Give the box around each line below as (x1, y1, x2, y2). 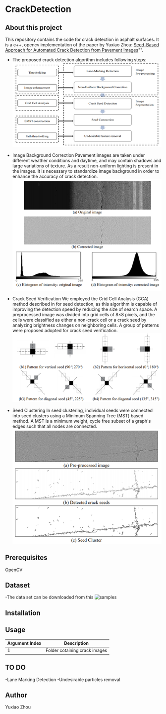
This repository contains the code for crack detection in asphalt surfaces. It (5, 36, 160, 42)
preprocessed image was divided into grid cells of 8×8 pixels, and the (12, 312, 155, 318)
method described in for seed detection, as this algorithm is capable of (12, 301, 158, 307)
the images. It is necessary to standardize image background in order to (12, 168, 160, 174)
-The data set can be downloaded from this (5, 594, 94, 600)
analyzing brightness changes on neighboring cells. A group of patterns (12, 322, 160, 328)
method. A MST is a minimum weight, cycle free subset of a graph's (12, 418, 151, 424)
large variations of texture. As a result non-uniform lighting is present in (12, 163, 159, 169)
